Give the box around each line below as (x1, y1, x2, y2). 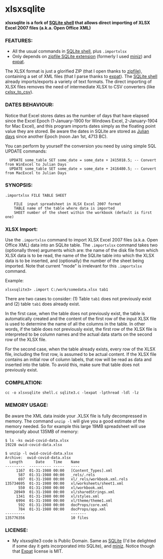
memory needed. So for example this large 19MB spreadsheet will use (5, 423, 146, 429)
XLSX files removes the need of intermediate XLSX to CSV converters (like (5, 84, 155, 90)
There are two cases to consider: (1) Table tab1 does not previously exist (5, 296, 152, 302)
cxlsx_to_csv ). (5, 89, 33, 95)
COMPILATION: (5, 379, 43, 386)
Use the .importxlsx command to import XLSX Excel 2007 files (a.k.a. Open (5, 237, 158, 243)
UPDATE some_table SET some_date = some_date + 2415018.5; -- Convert (9, 158, 157, 162)
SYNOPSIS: (5, 182, 33, 188)
